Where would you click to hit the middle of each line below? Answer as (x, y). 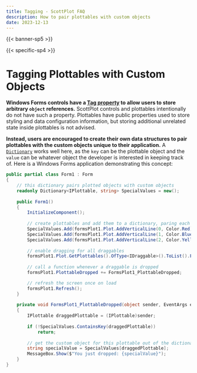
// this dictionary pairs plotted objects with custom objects (96, 186)
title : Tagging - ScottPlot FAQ (45, 11)
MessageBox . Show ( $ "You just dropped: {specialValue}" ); (97, 354)
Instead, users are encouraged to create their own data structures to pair (97, 139)
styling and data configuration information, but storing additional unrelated (96, 121)
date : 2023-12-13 (27, 22)
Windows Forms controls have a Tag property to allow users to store (91, 102)
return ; (47, 332)
